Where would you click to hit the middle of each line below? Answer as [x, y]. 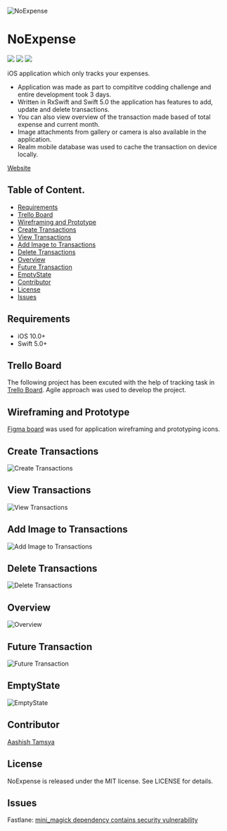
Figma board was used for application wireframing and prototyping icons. [113, 429]
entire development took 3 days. [64, 94]
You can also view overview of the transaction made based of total [114, 117]
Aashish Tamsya [31, 742]
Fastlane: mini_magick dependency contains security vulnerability [103, 820]
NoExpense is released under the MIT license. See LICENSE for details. [110, 781]
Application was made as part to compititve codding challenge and [114, 87]
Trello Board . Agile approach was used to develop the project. [97, 390]
